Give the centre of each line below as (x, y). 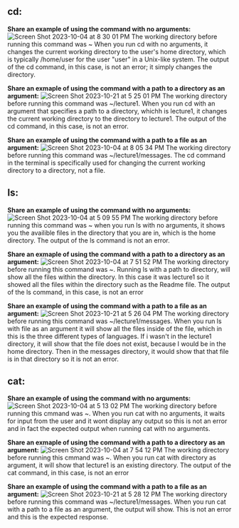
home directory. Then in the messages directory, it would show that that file (118, 351)
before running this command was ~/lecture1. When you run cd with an (111, 103)
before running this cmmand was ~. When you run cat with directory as (112, 458)
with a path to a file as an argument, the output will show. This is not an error (119, 509)
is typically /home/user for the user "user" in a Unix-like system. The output (118, 59)
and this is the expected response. (58, 517)
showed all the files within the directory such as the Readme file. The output (119, 284)
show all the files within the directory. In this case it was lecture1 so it (108, 277)
